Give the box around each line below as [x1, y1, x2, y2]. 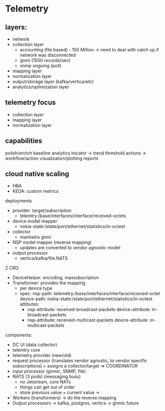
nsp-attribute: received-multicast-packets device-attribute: [27, 317, 149, 323]
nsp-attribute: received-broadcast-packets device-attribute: [27, 307, 151, 313]
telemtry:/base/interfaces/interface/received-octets [19, 213, 126, 219]
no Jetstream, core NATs [19, 379, 71, 385]
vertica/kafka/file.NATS [19, 255, 68, 261]
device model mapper [12, 218, 58, 224]
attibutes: [19, 301, 39, 307]
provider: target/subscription [12, 208, 72, 214]
